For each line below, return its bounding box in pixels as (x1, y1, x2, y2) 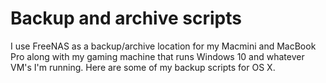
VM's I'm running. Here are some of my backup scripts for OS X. (10, 61, 276, 73)
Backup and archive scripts (10, 7, 242, 30)
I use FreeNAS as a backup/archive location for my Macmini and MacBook (10, 40, 317, 52)
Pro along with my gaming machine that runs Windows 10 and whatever (10, 50, 305, 62)
